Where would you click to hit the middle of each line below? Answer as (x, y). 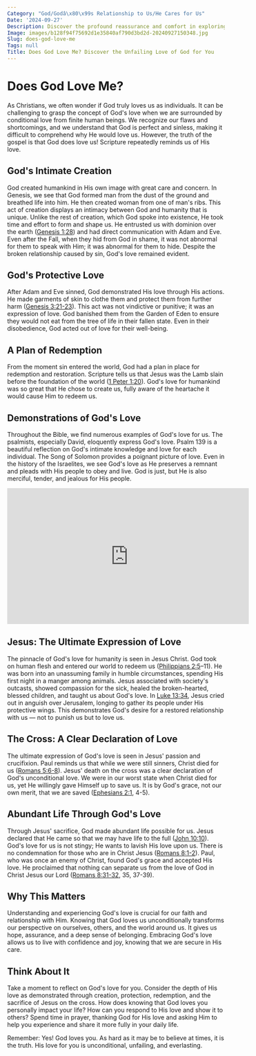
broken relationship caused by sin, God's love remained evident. (98, 253)
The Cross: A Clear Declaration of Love (92, 739)
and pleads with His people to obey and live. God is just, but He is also (107, 471)
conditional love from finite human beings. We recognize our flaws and (108, 120)
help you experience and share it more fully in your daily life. (93, 1025)
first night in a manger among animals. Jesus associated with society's (108, 681)
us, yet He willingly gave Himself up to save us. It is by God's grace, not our (115, 785)
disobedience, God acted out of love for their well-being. (88, 329)
